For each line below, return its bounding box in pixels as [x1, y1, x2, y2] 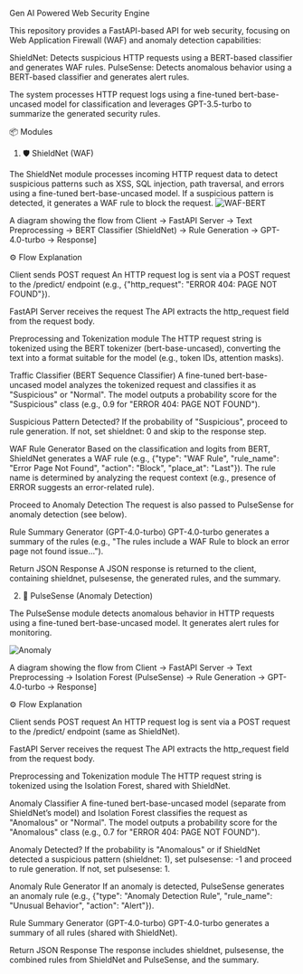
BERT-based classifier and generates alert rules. [9, 71, 190, 82]
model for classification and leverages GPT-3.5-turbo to [43, 99, 251, 109]
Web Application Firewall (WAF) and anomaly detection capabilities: [9, 35, 261, 45]
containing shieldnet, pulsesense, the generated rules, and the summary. [9, 573, 281, 583]
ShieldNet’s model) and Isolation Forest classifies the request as [9, 808, 248, 818]
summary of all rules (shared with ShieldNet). [9, 927, 178, 938]
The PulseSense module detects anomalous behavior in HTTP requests [9, 608, 275, 619]
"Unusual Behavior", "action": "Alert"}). [9, 900, 155, 911]
